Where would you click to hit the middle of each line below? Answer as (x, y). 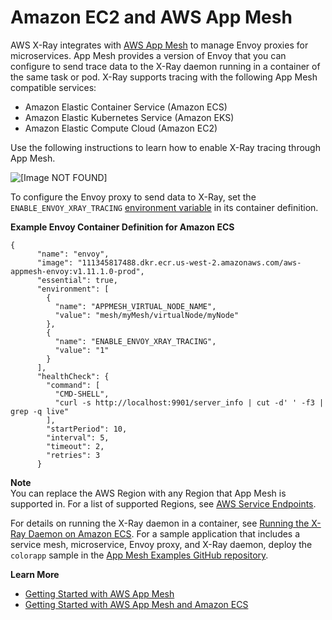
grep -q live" (40, 411)
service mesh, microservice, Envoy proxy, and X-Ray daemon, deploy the (161, 544)
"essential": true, (77, 280)
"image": (55, 262)
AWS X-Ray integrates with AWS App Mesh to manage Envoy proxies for (159, 45)
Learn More (35, 574)
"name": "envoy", (73, 254)
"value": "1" (82, 350)
